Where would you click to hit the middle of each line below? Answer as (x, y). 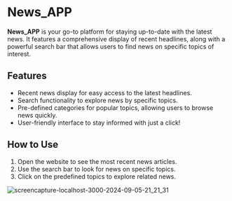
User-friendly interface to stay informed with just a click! (99, 123)
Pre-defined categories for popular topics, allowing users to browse (115, 108)
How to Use (33, 145)
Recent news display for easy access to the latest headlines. (105, 92)
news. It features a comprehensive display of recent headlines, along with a (116, 39)
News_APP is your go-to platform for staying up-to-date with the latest (110, 32)
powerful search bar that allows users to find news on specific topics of (111, 46)
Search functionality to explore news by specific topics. (97, 100)
